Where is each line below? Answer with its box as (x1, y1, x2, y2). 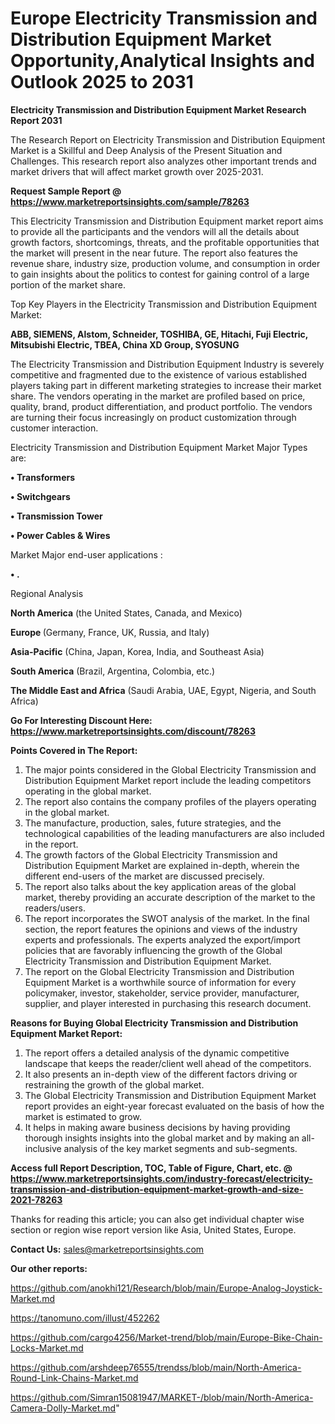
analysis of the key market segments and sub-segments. (63, 1142, 298, 1154)
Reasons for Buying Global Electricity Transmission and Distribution (10, 1017, 299, 1029)
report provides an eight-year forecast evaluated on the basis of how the (24, 1100, 325, 1112)
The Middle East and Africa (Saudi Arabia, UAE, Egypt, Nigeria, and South (10, 684, 317, 696)
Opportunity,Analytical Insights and (10, 50, 315, 72)
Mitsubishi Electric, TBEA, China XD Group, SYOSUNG (10, 338, 240, 351)
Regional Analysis (10, 587, 84, 599)
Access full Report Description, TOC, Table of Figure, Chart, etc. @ (10, 1162, 293, 1174)
